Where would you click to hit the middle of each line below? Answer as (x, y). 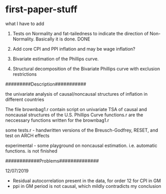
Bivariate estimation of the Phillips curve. (56, 59)
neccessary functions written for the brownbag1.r (57, 120)
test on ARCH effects (27, 135)
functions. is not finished (31, 151)
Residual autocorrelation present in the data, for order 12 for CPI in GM (87, 181)
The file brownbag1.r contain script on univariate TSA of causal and (76, 109)
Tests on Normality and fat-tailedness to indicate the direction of (81, 33)
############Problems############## (52, 161)
